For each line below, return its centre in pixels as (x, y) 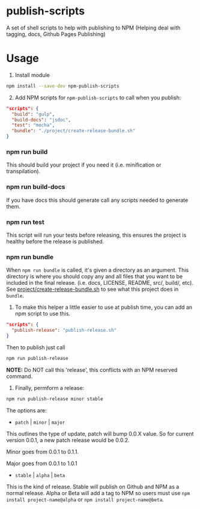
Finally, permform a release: (50, 388)
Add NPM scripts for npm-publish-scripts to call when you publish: (98, 97)
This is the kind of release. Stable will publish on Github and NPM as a (93, 486)
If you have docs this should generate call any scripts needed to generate (97, 200)
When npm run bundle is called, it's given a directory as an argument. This (98, 270)
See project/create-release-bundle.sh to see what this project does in (92, 289)
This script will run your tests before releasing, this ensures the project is (96, 235)
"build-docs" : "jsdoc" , (41, 120)
